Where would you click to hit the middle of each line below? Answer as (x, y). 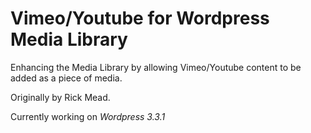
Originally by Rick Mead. (60, 97)
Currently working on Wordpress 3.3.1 (88, 116)
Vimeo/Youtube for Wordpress (140, 18)
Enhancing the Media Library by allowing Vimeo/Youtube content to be (156, 67)
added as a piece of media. (66, 78)
